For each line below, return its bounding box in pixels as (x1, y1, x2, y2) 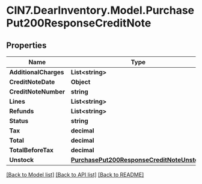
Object (70, 78, 91, 86)
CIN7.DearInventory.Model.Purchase (6, 4, 194, 17)
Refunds (9, 107, 34, 115)
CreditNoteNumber (9, 88, 65, 96)
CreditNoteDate (9, 78, 55, 86)
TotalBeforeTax (9, 146, 54, 154)
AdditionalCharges (9, 68, 64, 76)
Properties (6, 40, 47, 50)
